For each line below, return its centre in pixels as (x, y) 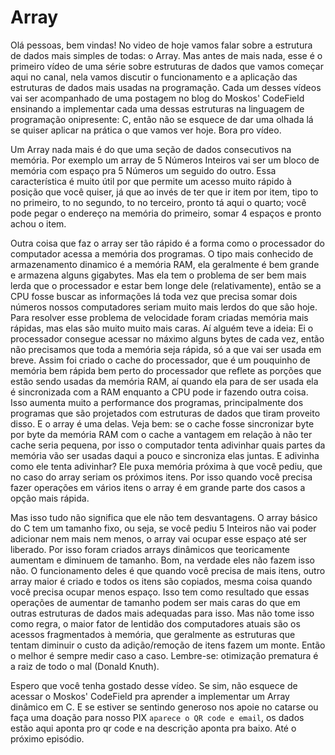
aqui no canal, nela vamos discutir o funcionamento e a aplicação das (154, 77)
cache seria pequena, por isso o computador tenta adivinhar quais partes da (168, 445)
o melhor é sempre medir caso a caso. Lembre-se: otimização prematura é (164, 655)
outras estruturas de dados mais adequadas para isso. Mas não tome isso (162, 613)
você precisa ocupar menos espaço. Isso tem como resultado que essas (160, 592)
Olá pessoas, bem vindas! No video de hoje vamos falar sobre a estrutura (161, 45)
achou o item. (38, 223)
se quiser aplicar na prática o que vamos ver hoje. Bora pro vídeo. (146, 130)
